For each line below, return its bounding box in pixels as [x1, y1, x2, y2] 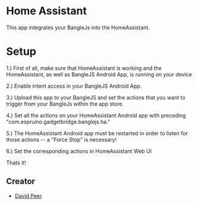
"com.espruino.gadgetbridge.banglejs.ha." [6, 118, 111, 125]
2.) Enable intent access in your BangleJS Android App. [6, 82, 142, 89]
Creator [6, 176, 36, 187]
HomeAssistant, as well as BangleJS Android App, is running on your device [6, 70, 192, 78]
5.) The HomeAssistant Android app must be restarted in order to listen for [6, 129, 188, 136]
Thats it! [6, 159, 26, 166]
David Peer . [14, 192, 43, 199]
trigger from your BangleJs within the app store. [6, 100, 124, 107]
